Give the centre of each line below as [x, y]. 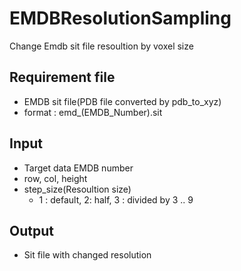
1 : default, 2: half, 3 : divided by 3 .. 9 [116, 199]
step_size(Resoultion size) [77, 189]
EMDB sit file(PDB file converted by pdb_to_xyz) [122, 101]
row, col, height [55, 178]
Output [31, 230]
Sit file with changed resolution [87, 255]
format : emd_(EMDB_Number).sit [93, 112]
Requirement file [62, 77]
